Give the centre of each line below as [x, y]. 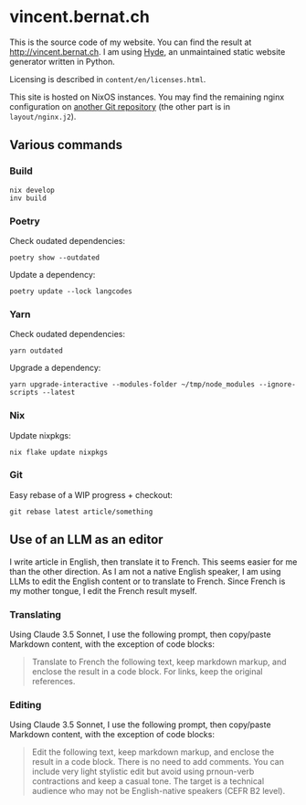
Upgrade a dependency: [55, 368]
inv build [28, 198]
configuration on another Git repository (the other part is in [120, 106]
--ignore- [278, 385]
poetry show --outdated [55, 258]
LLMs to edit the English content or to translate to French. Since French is [148, 581]
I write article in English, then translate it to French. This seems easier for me [153, 561]
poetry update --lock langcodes [71, 291]
